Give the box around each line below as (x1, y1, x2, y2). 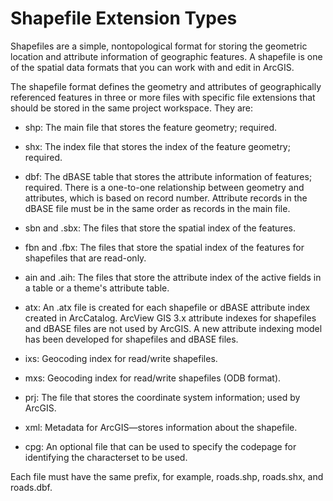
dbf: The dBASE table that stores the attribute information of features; (24, 170, 313, 182)
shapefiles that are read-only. (24, 252, 147, 264)
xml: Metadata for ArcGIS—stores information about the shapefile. (24, 421, 298, 433)
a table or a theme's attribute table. (24, 282, 170, 294)
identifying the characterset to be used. (24, 451, 188, 463)
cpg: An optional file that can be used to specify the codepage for (24, 440, 297, 452)
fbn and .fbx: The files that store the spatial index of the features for (24, 241, 305, 253)
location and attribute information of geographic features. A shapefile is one (10, 50, 323, 62)
